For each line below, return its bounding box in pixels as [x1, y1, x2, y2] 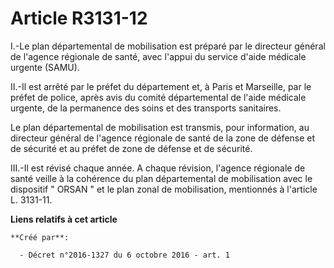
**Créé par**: [10, 232, 70, 242]
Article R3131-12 [10, 7, 148, 30]
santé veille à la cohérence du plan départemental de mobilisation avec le [10, 172, 313, 184]
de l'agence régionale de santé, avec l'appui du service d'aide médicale [10, 50, 307, 62]
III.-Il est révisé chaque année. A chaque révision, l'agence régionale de [10, 162, 306, 174]
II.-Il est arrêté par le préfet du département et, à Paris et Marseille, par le [10, 80, 312, 92]
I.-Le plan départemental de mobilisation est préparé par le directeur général [10, 40, 326, 52]
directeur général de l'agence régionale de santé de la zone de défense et [10, 132, 316, 144]
